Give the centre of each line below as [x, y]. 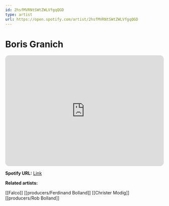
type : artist [19, 15]
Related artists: [22, 183]
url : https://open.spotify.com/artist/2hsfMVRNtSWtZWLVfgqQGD [72, 19]
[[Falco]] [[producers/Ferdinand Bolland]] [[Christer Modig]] [67, 193]
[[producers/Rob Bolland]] [32, 198]
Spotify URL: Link [24, 173]
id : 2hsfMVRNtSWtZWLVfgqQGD [35, 10]
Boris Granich [34, 44]
